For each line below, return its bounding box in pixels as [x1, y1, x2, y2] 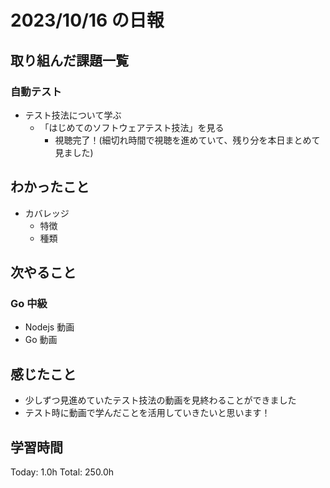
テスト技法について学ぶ [24, 109, 122, 121]
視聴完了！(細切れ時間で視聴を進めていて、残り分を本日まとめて [54, 134, 321, 146]
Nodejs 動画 [24, 321, 75, 333]
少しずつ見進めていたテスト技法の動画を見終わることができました [24, 394, 297, 406]
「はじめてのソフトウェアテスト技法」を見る [39, 121, 225, 133]
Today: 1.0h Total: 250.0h [10, 466, 115, 478]
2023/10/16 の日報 [10, 9, 165, 32]
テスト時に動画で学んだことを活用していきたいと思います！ [24, 407, 271, 419]
